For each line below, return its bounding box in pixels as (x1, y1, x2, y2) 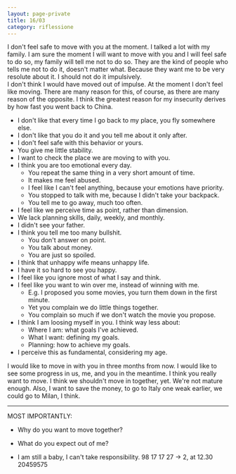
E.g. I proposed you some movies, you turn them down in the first (27, 288, 218, 297)
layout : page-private (7, 10, 71, 18)
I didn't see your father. (17, 221, 86, 230)
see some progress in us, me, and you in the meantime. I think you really (7, 369, 217, 378)
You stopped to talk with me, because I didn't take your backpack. (27, 191, 220, 199)
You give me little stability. (17, 146, 93, 155)
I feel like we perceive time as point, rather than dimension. (17, 206, 188, 215)
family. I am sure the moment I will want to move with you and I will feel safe (7, 50, 227, 58)
